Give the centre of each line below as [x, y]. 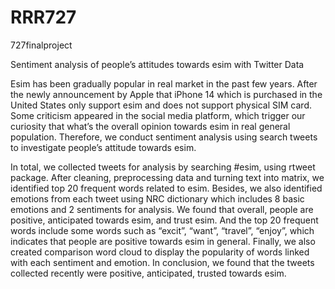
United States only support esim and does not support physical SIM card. [161, 105]
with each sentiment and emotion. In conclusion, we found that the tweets [162, 262]
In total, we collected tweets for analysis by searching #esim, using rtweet [163, 167]
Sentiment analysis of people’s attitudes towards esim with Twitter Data [157, 64]
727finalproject [41, 45]
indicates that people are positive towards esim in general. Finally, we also [163, 241]
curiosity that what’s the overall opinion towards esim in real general [150, 126]
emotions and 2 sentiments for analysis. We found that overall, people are [162, 209]
